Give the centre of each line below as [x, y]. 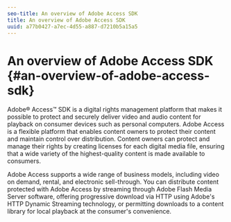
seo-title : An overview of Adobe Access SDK [72, 14]
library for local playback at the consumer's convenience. [89, 212]
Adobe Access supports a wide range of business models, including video [113, 175]
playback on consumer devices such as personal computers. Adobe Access [116, 124]
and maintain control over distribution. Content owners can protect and [109, 139]
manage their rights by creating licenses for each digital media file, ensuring [116, 146]
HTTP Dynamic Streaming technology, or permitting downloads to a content [115, 204]
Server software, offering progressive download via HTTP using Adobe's [111, 197]
